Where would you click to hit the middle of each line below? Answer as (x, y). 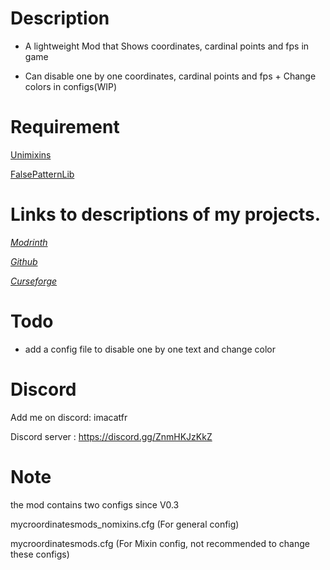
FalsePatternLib (42, 174)
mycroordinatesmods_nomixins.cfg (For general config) (125, 524)
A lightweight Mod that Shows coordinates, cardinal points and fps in (167, 46)
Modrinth (29, 242)
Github (24, 261)
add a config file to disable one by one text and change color (150, 349)
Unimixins (31, 154)
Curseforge (34, 281)
